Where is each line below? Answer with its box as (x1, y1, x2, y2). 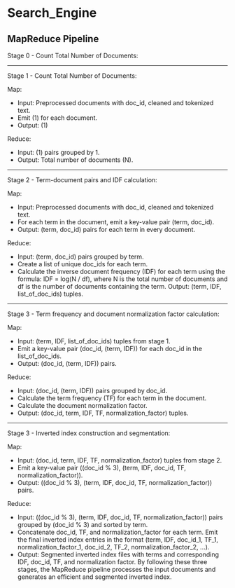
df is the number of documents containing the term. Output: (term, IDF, (17, 282, 222, 290)
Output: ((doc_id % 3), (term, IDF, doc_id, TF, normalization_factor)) (17, 479, 213, 486)
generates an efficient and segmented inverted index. (17, 573, 172, 581)
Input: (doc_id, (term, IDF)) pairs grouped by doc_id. (17, 387, 168, 395)
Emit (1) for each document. (17, 114, 98, 122)
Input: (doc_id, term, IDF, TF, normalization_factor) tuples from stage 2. (17, 456, 222, 464)
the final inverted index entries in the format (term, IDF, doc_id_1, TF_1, (17, 535, 219, 544)
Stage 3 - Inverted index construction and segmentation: (7, 429, 171, 437)
